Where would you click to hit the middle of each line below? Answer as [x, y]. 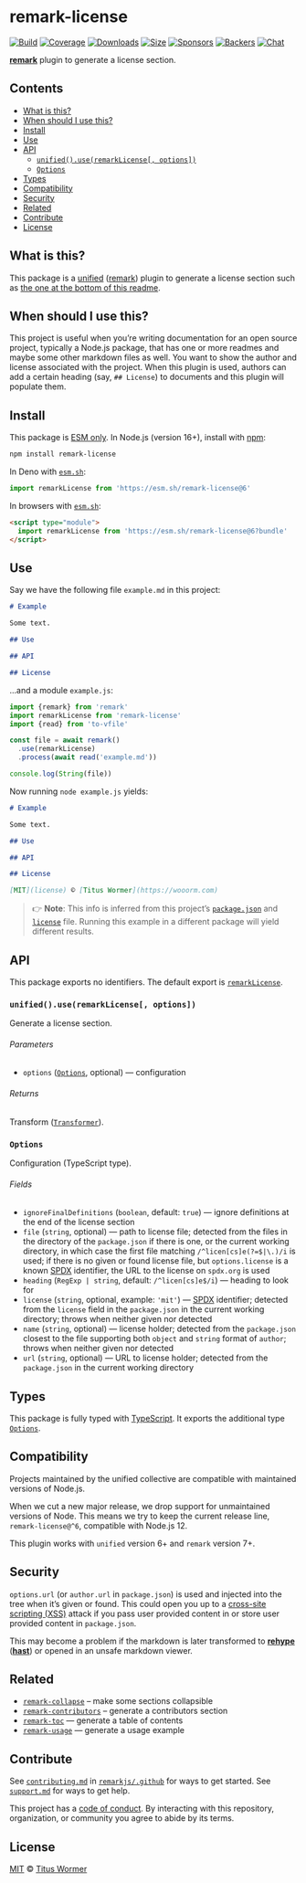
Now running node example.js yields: [79, 791]
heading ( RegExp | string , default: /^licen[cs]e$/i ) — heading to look [156, 1280]
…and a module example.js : [62, 690]
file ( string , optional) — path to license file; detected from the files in [155, 1232]
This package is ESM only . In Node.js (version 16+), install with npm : [138, 438]
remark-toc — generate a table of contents [103, 1720]
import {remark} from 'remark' [69, 707]
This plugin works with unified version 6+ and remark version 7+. [132, 1543]
